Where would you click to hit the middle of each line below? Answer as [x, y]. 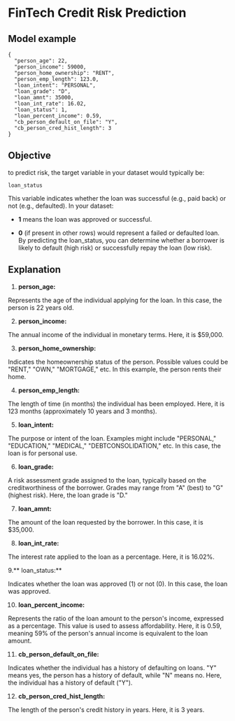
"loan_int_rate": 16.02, [50, 103]
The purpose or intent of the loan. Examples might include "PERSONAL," [112, 438]
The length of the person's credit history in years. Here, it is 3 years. [106, 709]
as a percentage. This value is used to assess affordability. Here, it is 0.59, [115, 626]
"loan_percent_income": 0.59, [58, 116]
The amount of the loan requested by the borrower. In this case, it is [106, 522]
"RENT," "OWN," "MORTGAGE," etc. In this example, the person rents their [115, 369]
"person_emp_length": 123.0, [57, 79]
